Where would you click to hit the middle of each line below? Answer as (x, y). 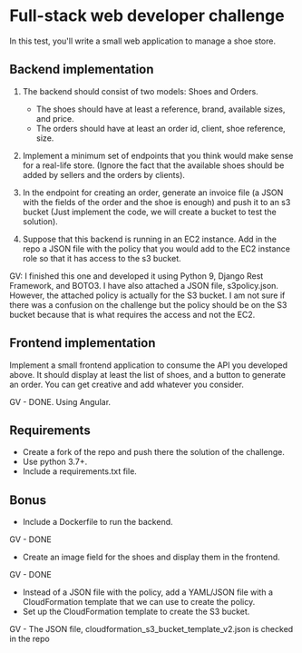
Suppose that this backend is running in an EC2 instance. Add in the (149, 239)
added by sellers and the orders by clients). (104, 174)
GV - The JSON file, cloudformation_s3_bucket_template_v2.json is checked (151, 629)
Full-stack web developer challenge (147, 16)
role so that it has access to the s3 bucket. (102, 258)
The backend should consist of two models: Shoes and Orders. (140, 91)
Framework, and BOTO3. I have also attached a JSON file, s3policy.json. (144, 285)
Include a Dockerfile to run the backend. (98, 522)
